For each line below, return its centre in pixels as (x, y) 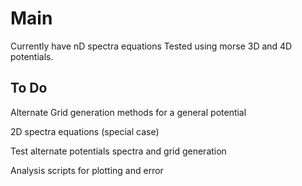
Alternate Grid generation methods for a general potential (128, 112)
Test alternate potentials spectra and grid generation (118, 151)
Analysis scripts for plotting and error (87, 170)
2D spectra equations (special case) (85, 131)
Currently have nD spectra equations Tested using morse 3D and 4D (151, 46)
